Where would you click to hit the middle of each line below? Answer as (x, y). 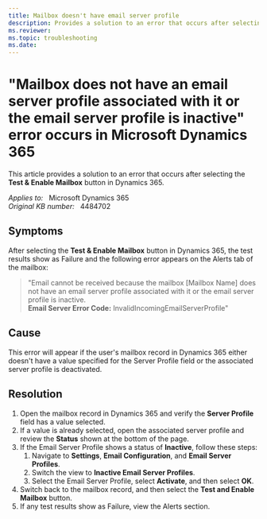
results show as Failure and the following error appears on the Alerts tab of (131, 258)
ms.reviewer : (30, 30)
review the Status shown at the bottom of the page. (104, 439)
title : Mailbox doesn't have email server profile (94, 15)
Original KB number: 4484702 (60, 207)
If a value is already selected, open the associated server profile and (132, 430)
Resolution (35, 394)
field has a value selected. (62, 421)
